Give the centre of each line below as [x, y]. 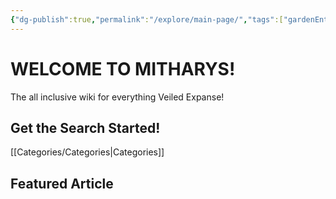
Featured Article [62, 183]
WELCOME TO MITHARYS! [123, 68]
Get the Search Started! [85, 127]
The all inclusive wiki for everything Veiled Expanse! [117, 97]
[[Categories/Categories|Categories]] [87, 152]
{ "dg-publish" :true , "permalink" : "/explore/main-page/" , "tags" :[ [147, 19]
